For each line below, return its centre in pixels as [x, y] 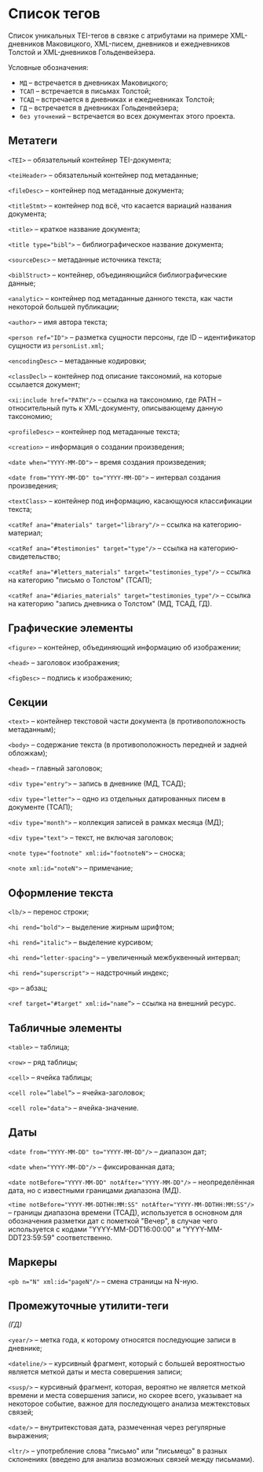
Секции [28, 702]
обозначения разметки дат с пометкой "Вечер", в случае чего [113, 1220]
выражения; [29, 1436]
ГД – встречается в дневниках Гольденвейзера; [99, 108]
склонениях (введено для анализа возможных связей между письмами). [131, 1459]
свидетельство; [35, 556]
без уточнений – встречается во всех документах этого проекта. [127, 116]
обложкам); [28, 753]
